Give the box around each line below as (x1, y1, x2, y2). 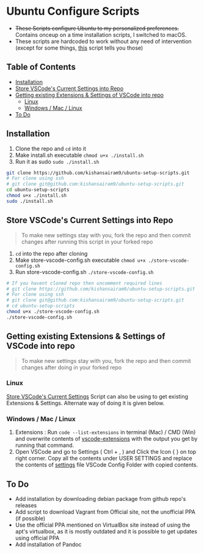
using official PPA (15, 534, 60, 541)
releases (15, 502, 37, 509)
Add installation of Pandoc (15, 541, 82, 548)
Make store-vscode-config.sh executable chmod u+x (15, 256, 146, 264)
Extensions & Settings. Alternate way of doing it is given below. (6, 399, 165, 406)
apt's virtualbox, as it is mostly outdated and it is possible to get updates (15, 527, 197, 535)
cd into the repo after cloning (15, 250, 88, 257)
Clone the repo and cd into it (15, 145, 87, 152)
